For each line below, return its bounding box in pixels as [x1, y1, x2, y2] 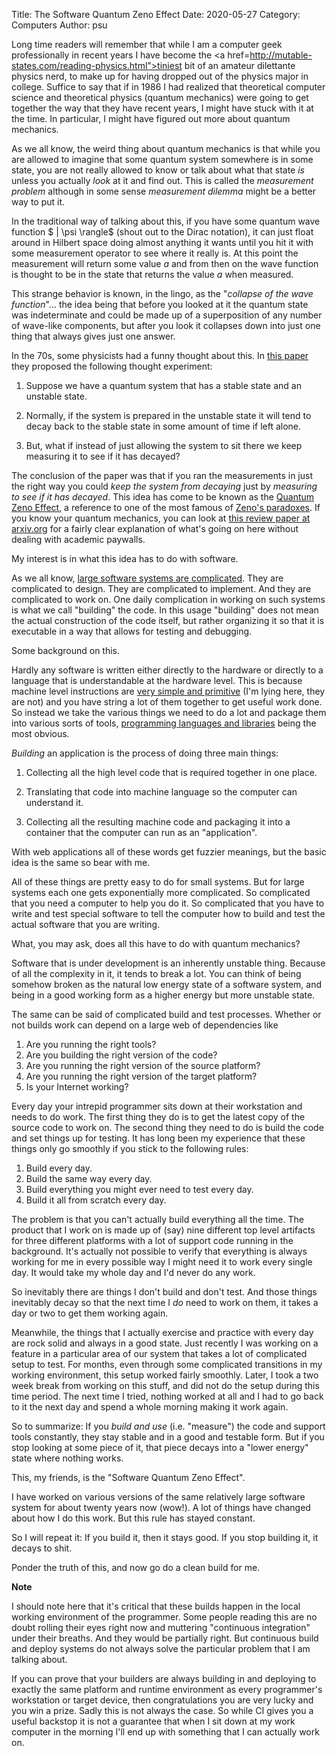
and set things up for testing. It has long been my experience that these [11, 1132, 306, 1144]
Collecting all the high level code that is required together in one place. [25, 767, 318, 778]
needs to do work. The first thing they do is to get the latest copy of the [11, 1111, 306, 1123]
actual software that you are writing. [11, 919, 161, 930]
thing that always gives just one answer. [11, 330, 176, 342]
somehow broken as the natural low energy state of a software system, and [11, 979, 322, 990]
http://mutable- [249, 49, 313, 61]
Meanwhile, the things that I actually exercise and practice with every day [11, 1327, 314, 1338]
